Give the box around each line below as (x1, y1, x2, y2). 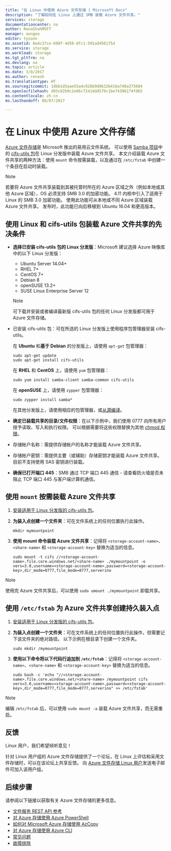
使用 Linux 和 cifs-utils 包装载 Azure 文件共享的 (5, 220, 156, 229)
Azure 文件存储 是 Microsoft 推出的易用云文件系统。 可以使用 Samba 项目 (5, 144, 158, 150)
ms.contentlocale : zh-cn (5, 93, 58, 98)
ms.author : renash (5, 74, 44, 79)
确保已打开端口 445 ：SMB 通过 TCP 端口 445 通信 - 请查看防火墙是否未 (12, 470, 164, 475)
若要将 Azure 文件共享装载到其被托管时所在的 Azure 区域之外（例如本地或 (5, 184, 161, 190)
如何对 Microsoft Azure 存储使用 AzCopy (12, 821, 99, 827)
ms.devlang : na (5, 60, 38, 65)
